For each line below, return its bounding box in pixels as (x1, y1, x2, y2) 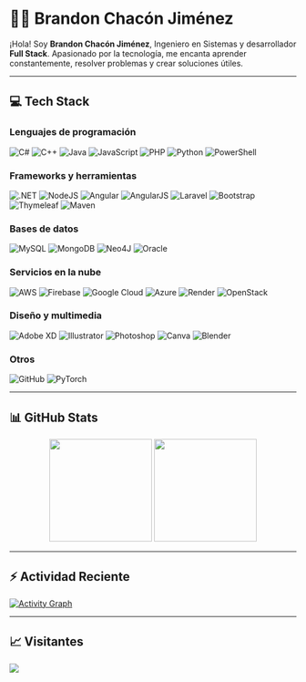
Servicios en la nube (9, 266, 102, 279)
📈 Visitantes (9, 634, 84, 650)
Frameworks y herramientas (9, 169, 138, 181)
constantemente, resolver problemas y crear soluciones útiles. (9, 57, 244, 68)
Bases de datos (9, 222, 79, 235)
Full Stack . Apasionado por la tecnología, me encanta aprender (9, 47, 248, 58)
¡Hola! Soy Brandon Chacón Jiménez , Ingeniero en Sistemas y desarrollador (9, 38, 297, 49)
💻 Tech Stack (9, 94, 90, 109)
